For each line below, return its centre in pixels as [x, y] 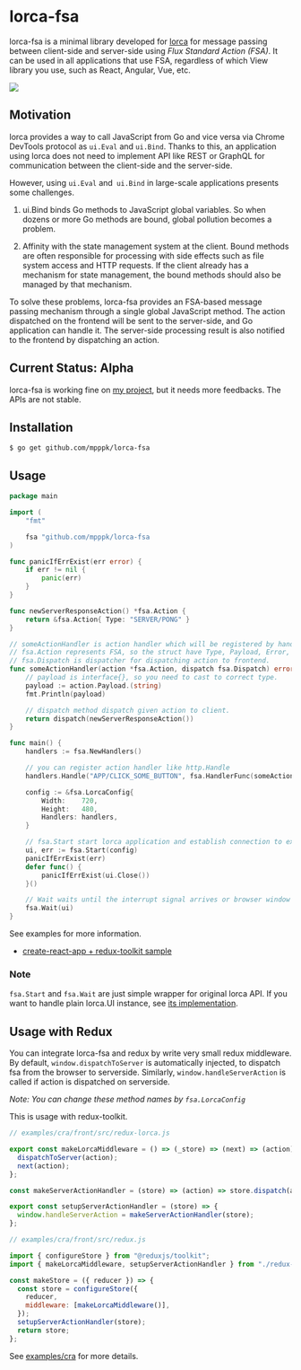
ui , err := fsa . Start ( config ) [82, 850]
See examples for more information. [75, 934]
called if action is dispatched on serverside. [90, 1082]
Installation [41, 427]
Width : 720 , [70, 801]
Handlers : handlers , [80, 817]
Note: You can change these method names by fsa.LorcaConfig [128, 1099]
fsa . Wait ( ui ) [50, 909]
